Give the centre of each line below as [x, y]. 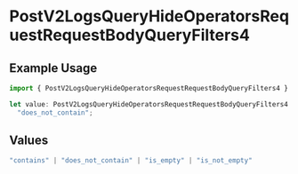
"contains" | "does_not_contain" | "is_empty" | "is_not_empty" [131, 161]
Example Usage [53, 68]
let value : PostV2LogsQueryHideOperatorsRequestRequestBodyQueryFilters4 [149, 104]
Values [29, 141]
